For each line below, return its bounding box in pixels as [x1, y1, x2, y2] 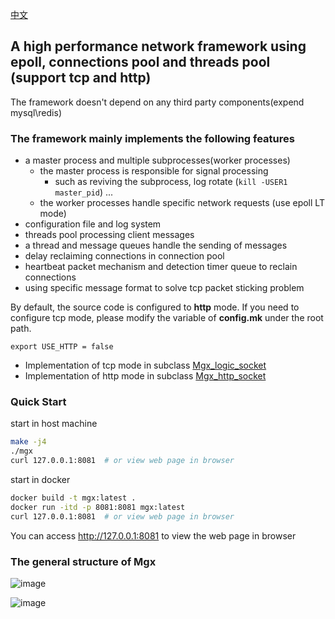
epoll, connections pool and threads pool [10, 54, 271, 71]
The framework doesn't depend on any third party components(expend [10, 96, 305, 108]
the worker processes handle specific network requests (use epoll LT [39, 197, 325, 209]
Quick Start [10, 395, 67, 409]
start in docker [10, 474, 71, 486]
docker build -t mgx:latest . [10, 493, 137, 503]
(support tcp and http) [10, 69, 152, 87]
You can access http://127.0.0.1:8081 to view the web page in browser [10, 529, 297, 542]
